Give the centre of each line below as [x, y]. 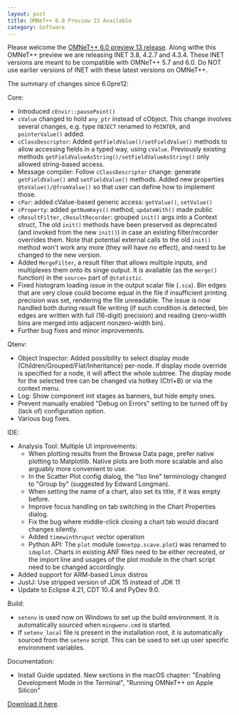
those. [27, 195]
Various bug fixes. [44, 419]
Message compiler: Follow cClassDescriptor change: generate [109, 172]
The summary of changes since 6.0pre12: [68, 84]
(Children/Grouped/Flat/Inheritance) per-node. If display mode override [122, 366]
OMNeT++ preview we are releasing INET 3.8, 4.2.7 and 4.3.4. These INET [116, 55]
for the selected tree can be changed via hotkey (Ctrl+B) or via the [115, 381]
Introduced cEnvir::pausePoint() [67, 112]
